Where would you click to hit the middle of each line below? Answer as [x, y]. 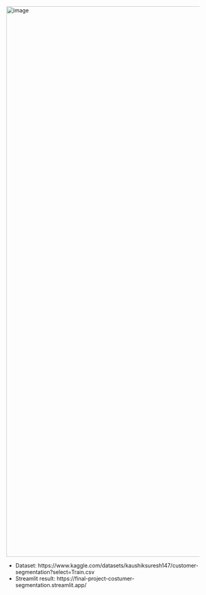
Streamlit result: [35, 578]
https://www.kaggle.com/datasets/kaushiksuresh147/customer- [118, 566]
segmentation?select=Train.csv [55, 572]
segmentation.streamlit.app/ [51, 585]
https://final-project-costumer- [96, 578]
